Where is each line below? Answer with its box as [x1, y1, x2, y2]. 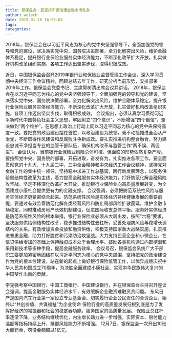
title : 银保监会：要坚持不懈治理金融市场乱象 [5, 7, 91, 13]
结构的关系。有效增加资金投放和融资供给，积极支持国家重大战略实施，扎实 [5, 226, 162, 232]
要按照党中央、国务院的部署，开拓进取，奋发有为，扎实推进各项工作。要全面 [5, 155, 167, 162]
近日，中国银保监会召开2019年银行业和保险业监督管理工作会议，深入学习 [5, 72, 159, 78]
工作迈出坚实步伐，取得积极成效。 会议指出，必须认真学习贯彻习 [23, 110, 159, 116]
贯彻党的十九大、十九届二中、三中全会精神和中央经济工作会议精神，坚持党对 [5, 162, 167, 168]
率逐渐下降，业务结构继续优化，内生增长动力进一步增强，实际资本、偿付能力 [5, 314, 167, 321]
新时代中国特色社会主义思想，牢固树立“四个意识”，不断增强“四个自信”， [9, 117, 161, 123]
